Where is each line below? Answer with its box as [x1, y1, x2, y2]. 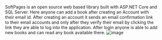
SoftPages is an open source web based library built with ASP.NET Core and [5, 4, 157, 10]
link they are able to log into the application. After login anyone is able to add [5, 25, 158, 30]
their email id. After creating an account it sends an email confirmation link [5, 14, 153, 20]
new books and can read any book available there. [5, 30, 105, 35]
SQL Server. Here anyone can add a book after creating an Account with [5, 9, 149, 15]
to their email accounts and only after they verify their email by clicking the [5, 19, 154, 25]
